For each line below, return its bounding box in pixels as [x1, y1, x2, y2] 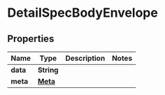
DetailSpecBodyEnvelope [7, 5, 159, 21]
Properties [7, 33, 55, 45]
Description [65, 54, 106, 63]
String [37, 65, 59, 75]
